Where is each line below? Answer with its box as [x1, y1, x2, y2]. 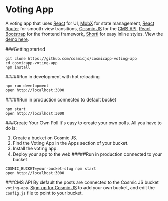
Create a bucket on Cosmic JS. [12, 135, 77, 141]
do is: [5, 125, 17, 131]
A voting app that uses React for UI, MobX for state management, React [5, 20, 155, 26]
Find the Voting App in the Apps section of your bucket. [12, 140, 129, 146]
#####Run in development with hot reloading [5, 73, 100, 79]
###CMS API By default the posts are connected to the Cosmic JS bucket [5, 179, 159, 185]
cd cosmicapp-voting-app [5, 60, 58, 65]
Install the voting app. [12, 145, 58, 152]
